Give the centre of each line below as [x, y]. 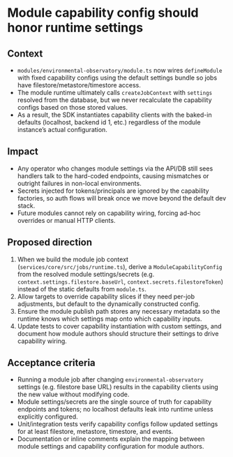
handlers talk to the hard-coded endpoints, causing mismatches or [113, 175]
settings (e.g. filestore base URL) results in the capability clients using [118, 387]
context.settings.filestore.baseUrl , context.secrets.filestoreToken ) [120, 282]
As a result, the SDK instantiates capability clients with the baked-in [114, 115]
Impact [23, 152]
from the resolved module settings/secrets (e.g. [86, 274]
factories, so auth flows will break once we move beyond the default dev [122, 198]
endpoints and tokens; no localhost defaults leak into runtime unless [115, 409]
